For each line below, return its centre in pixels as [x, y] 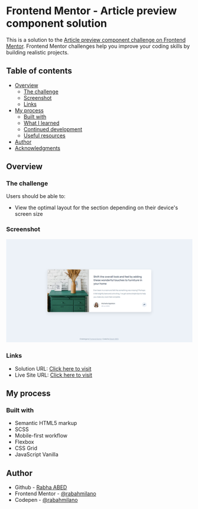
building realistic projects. [38, 52]
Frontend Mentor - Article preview [92, 11]
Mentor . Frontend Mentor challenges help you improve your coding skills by [98, 46]
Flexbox [24, 442]
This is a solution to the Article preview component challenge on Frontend [96, 40]
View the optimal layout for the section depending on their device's [96, 208]
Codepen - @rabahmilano [46, 500]
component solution [57, 23]
